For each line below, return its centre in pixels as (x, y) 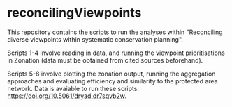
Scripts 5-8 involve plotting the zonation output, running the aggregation (111, 74)
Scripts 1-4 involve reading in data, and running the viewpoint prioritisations (116, 53)
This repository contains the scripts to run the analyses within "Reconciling (115, 32)
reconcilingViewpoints (74, 13)
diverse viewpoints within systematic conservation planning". (95, 39)
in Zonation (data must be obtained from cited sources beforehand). (105, 60)
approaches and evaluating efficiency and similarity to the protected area (113, 81)
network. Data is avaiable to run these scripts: (73, 88)
